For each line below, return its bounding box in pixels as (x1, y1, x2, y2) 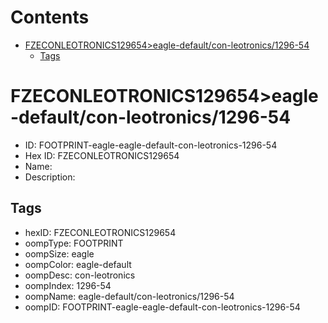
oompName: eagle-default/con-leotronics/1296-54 (24, 290, 235, 302)
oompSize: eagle (24, 247, 95, 260)
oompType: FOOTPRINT (24, 237, 124, 249)
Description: (24, 171, 76, 183)
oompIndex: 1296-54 (24, 279, 112, 291)
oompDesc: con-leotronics (24, 269, 136, 281)
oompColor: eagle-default (24, 258, 132, 270)
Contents (10, 6, 90, 29)
